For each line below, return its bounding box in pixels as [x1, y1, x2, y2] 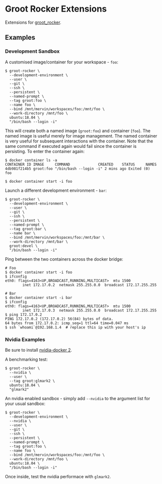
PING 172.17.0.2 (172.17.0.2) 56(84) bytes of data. [5, 316, 114, 321]
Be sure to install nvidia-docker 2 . [5, 347, 73, 353]
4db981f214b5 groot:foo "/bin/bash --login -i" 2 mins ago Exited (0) [5, 166, 150, 171]
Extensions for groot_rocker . [5, 19, 61, 25]
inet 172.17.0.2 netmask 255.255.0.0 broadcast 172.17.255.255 [22, 282, 157, 287]
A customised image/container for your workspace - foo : [5, 59, 118, 65]
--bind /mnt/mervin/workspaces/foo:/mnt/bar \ [9, 235, 105, 240]
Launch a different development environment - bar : [5, 187, 107, 193]
